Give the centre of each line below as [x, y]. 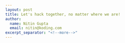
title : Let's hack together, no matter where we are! [63, 14]
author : [13, 19]
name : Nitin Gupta [29, 23]
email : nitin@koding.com [36, 28]
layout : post [19, 10]
